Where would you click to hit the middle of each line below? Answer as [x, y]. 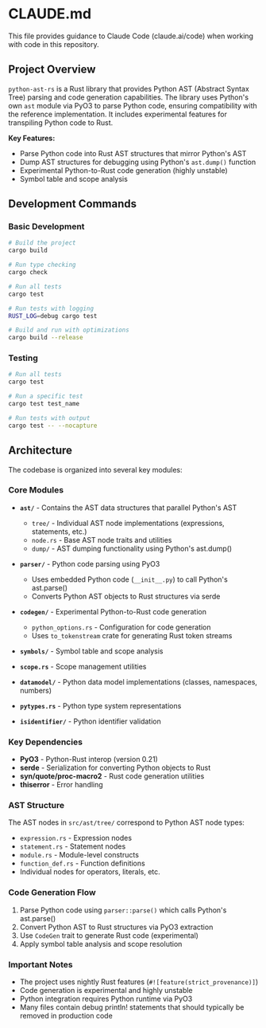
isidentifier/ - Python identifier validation [90, 721]
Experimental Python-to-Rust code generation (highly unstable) [123, 170]
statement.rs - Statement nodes [73, 846]
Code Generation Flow [52, 893]
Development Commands [73, 204]
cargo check [28, 273]
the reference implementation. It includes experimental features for [118, 114]
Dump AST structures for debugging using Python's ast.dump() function [138, 162]
